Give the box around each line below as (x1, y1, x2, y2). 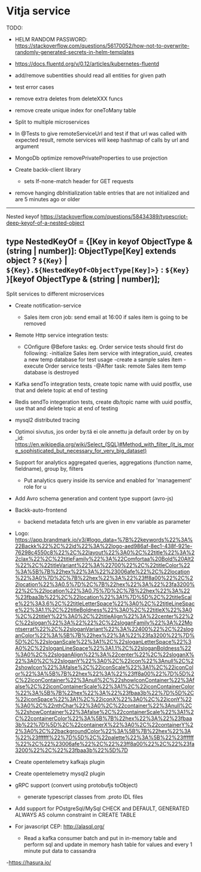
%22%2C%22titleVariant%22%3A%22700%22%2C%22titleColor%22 (14, 562, 190, 569)
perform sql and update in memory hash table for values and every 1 (23, 841, 193, 848)
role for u (23, 483, 47, 490)
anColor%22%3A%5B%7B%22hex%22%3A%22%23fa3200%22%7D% (14, 632, 195, 639)
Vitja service (6, 4, 71, 18)
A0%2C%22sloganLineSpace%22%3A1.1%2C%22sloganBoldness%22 (14, 644, 191, 652)
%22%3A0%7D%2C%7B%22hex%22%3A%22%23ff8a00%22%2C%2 (14, 574, 193, 581)
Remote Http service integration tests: (14, 332, 109, 339)
